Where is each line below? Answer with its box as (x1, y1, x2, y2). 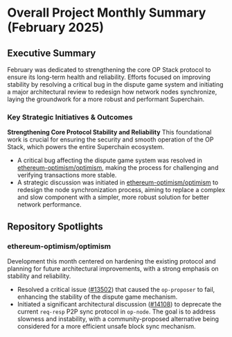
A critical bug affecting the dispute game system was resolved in (17, 156, 203, 164)
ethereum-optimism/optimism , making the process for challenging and (17, 164, 219, 172)
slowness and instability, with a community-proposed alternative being (17, 314, 220, 323)
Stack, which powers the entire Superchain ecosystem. (7, 143, 165, 151)
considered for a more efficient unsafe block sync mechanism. (17, 322, 196, 330)
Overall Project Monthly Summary (7, 5, 206, 21)
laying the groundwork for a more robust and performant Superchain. (7, 95, 205, 103)
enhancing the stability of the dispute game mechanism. (17, 293, 178, 301)
